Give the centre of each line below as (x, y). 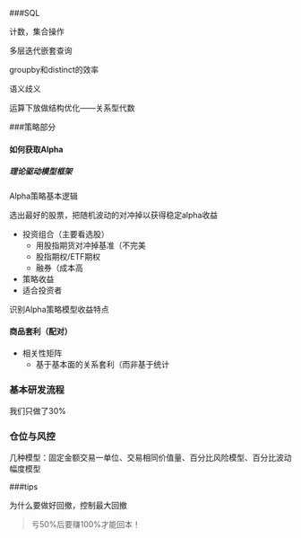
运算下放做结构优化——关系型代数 (72, 108)
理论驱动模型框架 (41, 172)
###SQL (25, 13)
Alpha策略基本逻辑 (43, 196)
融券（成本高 (59, 268)
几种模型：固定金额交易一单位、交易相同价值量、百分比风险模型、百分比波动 (150, 458)
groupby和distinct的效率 (54, 70)
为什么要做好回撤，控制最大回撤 (68, 506)
